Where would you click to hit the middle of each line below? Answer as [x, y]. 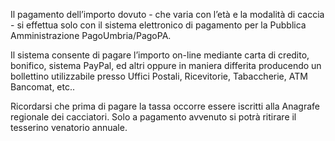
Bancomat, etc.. [43, 87]
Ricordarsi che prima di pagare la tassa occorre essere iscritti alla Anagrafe [165, 106]
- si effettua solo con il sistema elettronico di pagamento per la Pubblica [158, 25]
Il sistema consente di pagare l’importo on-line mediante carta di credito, [160, 55]
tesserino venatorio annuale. [69, 127]
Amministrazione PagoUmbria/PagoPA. [91, 35]
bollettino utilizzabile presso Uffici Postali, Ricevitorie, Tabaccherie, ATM [159, 76]
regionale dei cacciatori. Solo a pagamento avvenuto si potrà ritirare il [153, 117]
